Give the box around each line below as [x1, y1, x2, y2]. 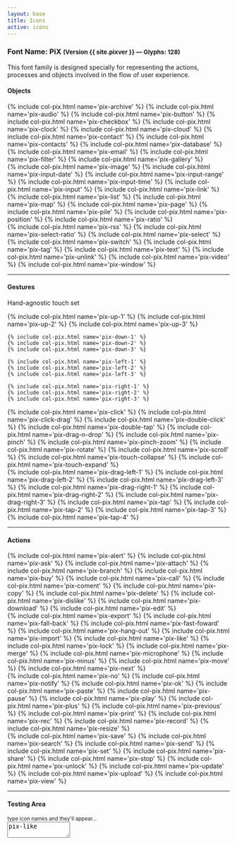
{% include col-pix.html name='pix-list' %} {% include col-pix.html [7, 192, 201, 201]
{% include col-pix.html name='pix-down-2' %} [7, 340, 147, 347]
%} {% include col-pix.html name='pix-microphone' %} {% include [29, 649, 224, 658]
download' [7, 604, 38, 612]
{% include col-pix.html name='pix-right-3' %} [7, 395, 150, 403]
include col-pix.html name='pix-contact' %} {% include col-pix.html [7, 132, 205, 141]
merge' [7, 649, 28, 658]
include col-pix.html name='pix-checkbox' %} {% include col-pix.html [7, 117, 211, 126]
